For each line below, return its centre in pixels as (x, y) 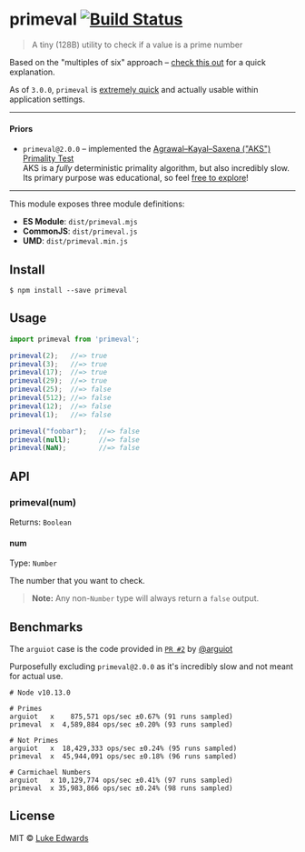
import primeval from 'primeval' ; (75, 339)
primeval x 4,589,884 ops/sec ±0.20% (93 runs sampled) (121, 724)
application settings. (47, 99)
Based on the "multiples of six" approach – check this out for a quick (138, 62)
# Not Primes (34, 740)
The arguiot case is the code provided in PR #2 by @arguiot (121, 648)
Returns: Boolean (41, 522)
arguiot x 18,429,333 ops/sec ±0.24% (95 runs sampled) (123, 748)
